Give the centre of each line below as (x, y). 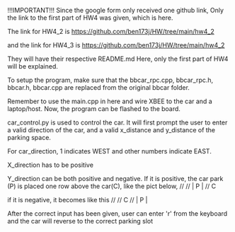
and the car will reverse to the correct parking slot (80, 221)
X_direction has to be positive (51, 165)
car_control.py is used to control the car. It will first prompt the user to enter (117, 122)
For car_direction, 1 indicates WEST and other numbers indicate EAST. (110, 151)
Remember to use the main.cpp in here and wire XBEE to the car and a (110, 101)
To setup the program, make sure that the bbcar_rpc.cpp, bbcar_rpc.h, (110, 80)
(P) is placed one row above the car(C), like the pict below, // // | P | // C (112, 186)
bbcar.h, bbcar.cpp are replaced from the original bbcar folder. (98, 87)
